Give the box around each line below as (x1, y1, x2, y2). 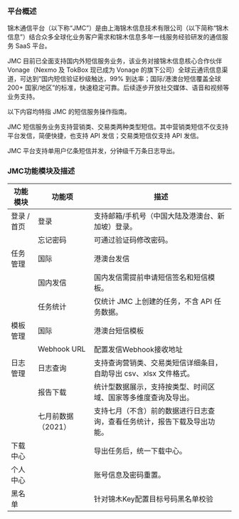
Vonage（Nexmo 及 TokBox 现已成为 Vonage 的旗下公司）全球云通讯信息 (7, 65, 222, 74)
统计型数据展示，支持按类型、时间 (93, 382, 208, 392)
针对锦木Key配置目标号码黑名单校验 (93, 493, 213, 503)
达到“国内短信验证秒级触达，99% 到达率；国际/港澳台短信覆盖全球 (26, 75, 222, 83)
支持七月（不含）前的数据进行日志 (93, 406, 208, 416)
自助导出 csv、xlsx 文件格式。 (93, 368, 194, 378)
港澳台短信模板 (93, 325, 144, 335)
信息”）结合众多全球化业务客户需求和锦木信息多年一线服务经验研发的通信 (7, 33, 223, 41)
